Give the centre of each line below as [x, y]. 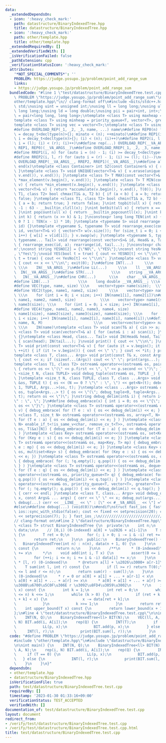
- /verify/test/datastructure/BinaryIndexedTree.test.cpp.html [72, 728]
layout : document [23, 714]
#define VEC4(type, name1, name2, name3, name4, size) [72, 309]
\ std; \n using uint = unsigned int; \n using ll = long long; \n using [85, 106]
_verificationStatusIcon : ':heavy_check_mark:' [60, 65]
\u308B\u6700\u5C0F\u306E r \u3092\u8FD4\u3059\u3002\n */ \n [83, 585]
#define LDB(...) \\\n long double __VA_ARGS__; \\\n [87, 281]
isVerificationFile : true [36, 682]
